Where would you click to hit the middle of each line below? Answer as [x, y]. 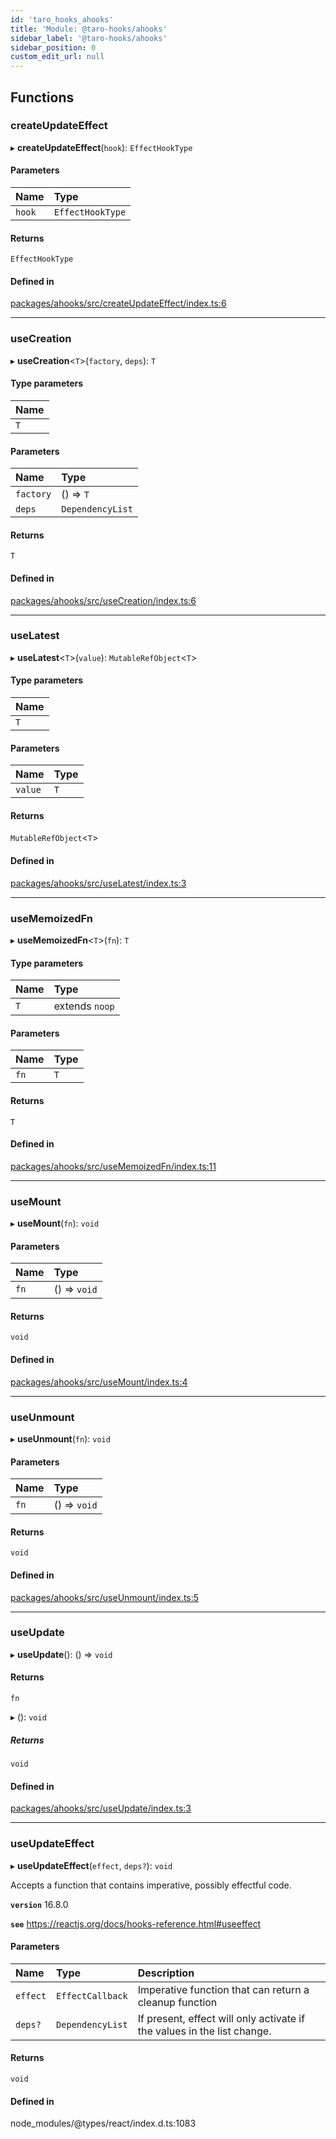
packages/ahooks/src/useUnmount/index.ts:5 [105, 1597]
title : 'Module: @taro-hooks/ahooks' [89, 29]
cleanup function [177, 2002]
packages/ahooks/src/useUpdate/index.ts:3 [101, 1808]
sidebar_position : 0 [53, 47]
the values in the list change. [204, 2031]
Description [166, 1973]
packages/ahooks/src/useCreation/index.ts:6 [103, 600]
